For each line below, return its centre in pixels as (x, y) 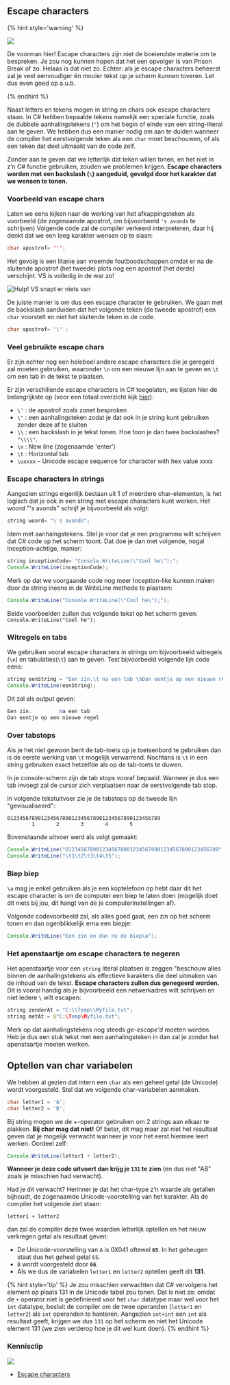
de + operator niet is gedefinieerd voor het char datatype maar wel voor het (113, 1299)
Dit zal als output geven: (41, 699)
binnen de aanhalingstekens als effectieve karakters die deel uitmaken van (112, 976)
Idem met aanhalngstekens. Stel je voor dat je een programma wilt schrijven (114, 534)
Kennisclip (25, 1347)
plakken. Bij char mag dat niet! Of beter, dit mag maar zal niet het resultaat (113, 1129)
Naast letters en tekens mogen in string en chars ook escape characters (109, 110)
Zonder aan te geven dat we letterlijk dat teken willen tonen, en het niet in (111, 159)
